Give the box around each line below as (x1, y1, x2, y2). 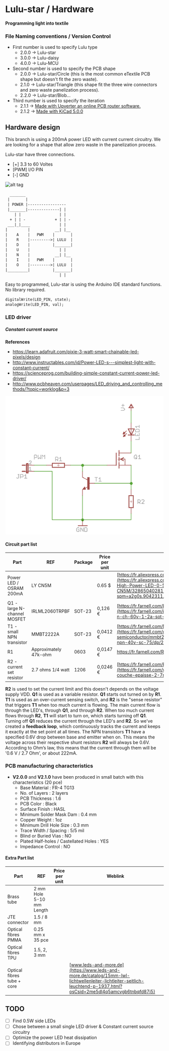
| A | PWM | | (5, 233, 73, 238)
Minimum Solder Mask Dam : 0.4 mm (20, 811, 97, 817)
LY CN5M (31, 582, 52, 588)
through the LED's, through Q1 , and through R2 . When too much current (5, 707, 154, 713)
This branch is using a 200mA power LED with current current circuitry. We (5, 136, 161, 142)
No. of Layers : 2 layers (20, 790, 68, 796)
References (5, 339, 30, 345)
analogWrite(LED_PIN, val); (5, 302, 64, 308)
